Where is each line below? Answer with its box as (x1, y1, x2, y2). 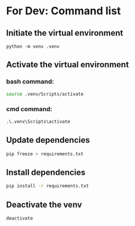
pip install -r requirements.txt (6, 183, 89, 189)
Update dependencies (6, 135, 90, 145)
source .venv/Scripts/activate (6, 91, 84, 97)
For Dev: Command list (6, 4, 121, 18)
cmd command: (6, 105, 52, 114)
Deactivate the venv (6, 199, 82, 209)
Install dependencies (6, 167, 86, 177)
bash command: (6, 77, 55, 86)
